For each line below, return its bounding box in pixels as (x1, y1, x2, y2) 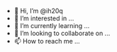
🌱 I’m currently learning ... (13, 22, 90, 30)
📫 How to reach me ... (13, 37, 80, 45)
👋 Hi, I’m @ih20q (13, 7, 64, 15)
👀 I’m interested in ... (13, 14, 74, 22)
